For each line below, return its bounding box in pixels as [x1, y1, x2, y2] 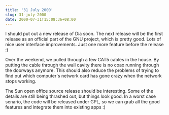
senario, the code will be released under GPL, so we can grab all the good [5, 99, 160, 105]
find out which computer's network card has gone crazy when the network [5, 73, 162, 79]
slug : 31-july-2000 [5, 12, 47, 17]
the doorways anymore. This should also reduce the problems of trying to [5, 67, 159, 73]
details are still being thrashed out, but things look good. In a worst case [5, 93, 156, 99]
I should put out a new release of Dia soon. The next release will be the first [5, 31, 163, 37]
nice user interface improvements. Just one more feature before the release [5, 42, 164, 48]
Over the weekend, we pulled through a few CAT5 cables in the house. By [5, 57, 159, 63]
